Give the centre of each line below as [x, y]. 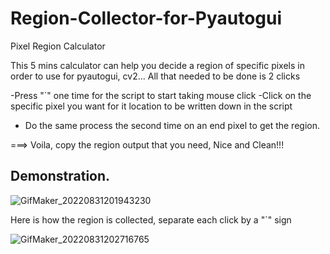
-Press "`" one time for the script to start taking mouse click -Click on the [161, 95]
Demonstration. [60, 176]
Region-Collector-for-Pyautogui [146, 18]
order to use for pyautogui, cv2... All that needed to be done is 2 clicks [155, 76]
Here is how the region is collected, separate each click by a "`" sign [151, 219]
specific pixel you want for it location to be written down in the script [151, 106]
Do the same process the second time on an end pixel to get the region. [172, 125]
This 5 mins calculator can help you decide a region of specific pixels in [157, 65]
